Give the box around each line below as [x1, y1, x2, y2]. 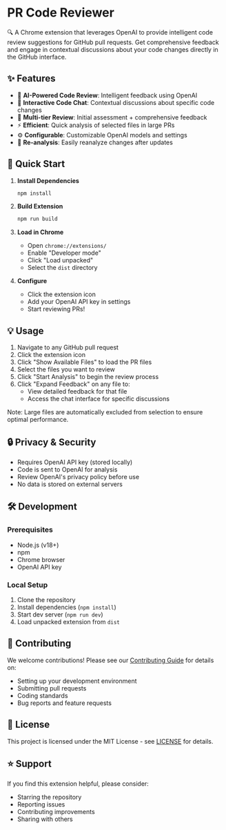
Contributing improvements [17, 808, 95, 816]
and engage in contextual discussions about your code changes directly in [7, 45, 218, 53]
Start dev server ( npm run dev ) [17, 610, 103, 619]
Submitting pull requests [17, 684, 87, 692]
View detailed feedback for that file [27, 387, 127, 396]
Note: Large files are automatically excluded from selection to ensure [7, 408, 203, 416]
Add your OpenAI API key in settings [27, 298, 131, 306]
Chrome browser [17, 555, 65, 563]
